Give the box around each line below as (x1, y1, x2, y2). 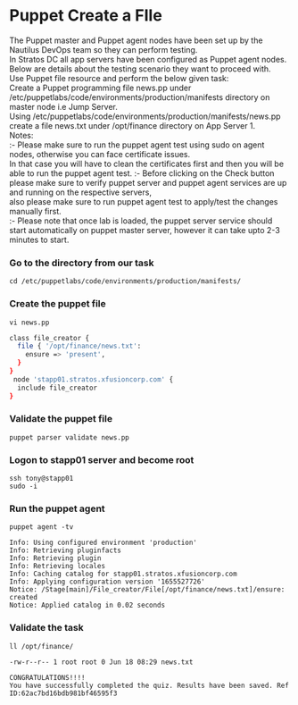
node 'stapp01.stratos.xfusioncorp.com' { (12, 374, 174, 384)
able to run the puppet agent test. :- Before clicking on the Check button (9, 167, 275, 179)
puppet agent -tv (9, 523, 74, 532)
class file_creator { (9, 333, 90, 342)
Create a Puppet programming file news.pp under (9, 82, 192, 93)
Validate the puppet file (9, 413, 113, 425)
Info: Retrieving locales (9, 562, 105, 571)
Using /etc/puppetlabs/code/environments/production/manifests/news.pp (9, 111, 281, 122)
